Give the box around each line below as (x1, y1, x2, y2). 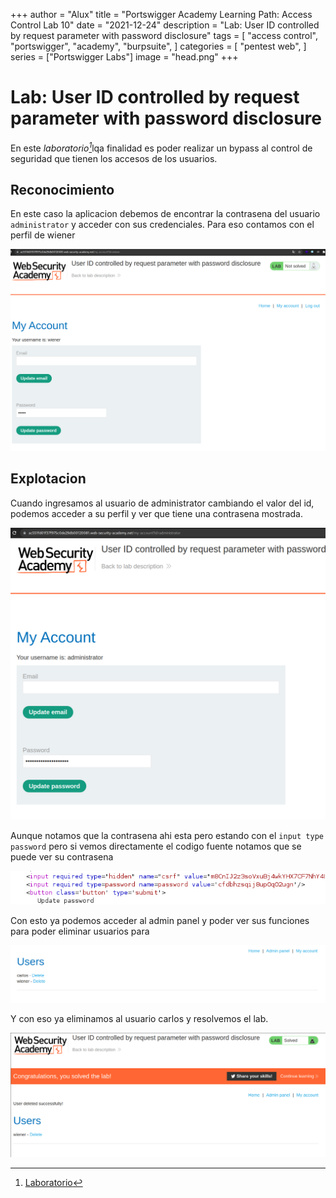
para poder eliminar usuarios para (10, 925, 150, 937)
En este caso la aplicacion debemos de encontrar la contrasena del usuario (10, 208, 321, 220)
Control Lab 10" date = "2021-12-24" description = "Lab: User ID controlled (10, 19, 320, 31)
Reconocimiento (10, 181, 115, 198)
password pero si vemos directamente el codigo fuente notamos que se (10, 840, 302, 853)
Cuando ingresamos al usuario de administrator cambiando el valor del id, (10, 497, 315, 509)
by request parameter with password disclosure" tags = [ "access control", (10, 30, 318, 41)
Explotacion (10, 470, 87, 488)
